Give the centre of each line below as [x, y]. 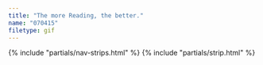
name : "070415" [33, 23]
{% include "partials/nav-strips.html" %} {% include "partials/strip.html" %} [132, 53]
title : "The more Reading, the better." [76, 15]
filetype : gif [32, 30]
